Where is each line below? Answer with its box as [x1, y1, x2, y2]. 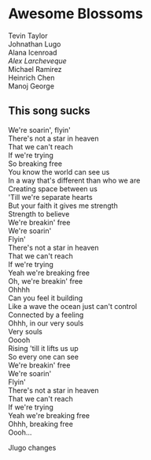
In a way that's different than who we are [8, 175, 141, 185]
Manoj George [8, 81, 55, 91]
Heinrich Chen [8, 73, 55, 82]
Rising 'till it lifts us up [8, 343, 79, 353]
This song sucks [8, 104, 90, 118]
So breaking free [8, 159, 63, 168]
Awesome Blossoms [8, 5, 143, 23]
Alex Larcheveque [8, 56, 67, 66]
